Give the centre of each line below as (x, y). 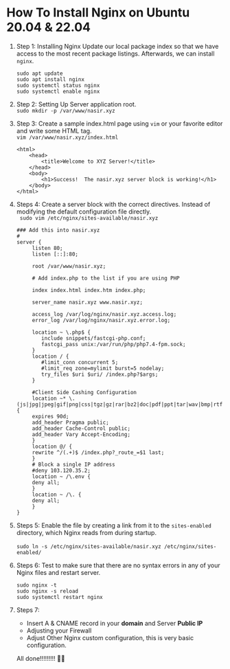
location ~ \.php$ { (61, 332)
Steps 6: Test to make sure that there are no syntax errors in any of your (118, 565)
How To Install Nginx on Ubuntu (98, 13)
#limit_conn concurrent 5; (80, 362)
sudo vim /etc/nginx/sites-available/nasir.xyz (89, 218)
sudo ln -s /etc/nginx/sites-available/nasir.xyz (89, 546)
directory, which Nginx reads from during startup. (87, 532)
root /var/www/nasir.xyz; (69, 266)
